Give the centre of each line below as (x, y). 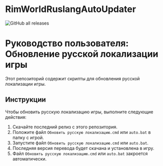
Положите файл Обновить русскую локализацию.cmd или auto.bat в (81, 132)
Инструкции (25, 100)
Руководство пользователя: (67, 43)
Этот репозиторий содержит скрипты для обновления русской (72, 78)
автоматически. (29, 158)
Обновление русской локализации (82, 54)
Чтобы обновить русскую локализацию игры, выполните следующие (79, 112)
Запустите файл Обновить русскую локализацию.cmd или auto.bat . (80, 143)
